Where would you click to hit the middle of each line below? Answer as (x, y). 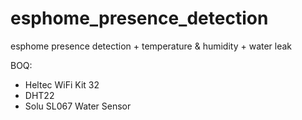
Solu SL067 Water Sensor (78, 106)
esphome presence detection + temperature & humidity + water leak (151, 46)
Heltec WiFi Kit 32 (62, 84)
